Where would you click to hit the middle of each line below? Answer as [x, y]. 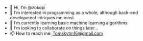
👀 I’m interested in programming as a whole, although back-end [74, 13]
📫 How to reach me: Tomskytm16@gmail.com [56, 33]
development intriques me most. [42, 18]
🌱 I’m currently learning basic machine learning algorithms [69, 23]
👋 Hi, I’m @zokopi [27, 7]
